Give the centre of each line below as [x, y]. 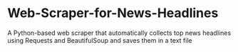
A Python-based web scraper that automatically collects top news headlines [119, 33]
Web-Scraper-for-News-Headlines [113, 13]
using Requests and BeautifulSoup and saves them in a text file [100, 40]
